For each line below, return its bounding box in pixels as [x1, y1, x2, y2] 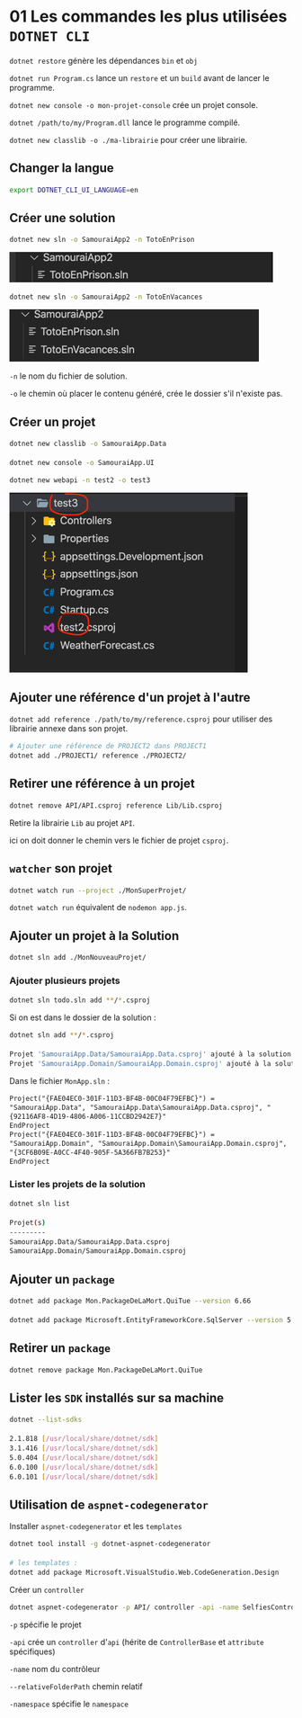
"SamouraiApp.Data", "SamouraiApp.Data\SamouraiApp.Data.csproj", [9, 1103, 263, 1112]
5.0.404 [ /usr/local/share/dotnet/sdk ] [9, 1453, 159, 1463]
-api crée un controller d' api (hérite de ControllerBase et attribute [9, 1636, 264, 1647]
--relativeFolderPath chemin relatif [9, 1680, 144, 1692]
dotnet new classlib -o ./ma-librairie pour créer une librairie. [9, 134, 248, 145]
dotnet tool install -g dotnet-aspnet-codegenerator [9, 1540, 211, 1549]
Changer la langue [9, 160, 114, 176]
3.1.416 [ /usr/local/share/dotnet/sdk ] [9, 1444, 159, 1453]
